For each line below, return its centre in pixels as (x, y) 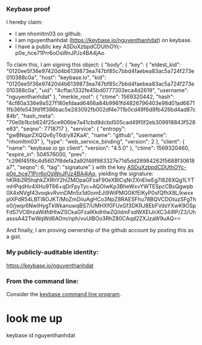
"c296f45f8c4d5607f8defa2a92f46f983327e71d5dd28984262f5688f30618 (100, 161)
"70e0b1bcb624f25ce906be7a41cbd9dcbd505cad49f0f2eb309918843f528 (101, 122)
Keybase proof (28, 9)
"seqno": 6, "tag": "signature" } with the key (71, 167)
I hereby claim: (25, 22)
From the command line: (43, 281)
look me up (34, 319)
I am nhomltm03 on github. (49, 34)
